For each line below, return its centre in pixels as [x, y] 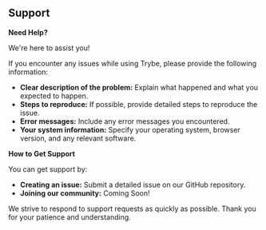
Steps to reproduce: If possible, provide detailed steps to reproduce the [139, 104]
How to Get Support [42, 153]
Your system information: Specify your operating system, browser [130, 129]
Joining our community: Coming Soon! [85, 193]
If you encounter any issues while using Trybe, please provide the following [133, 63]
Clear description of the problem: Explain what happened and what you [139, 87]
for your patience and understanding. [70, 217]
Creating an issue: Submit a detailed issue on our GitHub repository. [133, 184]
